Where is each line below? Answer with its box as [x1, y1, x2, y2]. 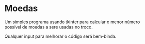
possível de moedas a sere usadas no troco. [4, 24, 93, 29]
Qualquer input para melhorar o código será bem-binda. [4, 33, 117, 39]
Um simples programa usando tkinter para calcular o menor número [4, 19, 140, 25]
